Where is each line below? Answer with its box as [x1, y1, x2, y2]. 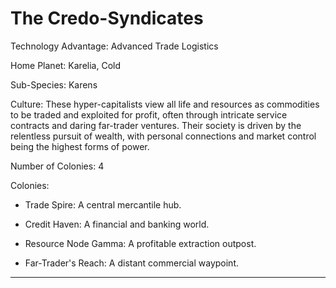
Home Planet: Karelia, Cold [10, 59, 122, 71]
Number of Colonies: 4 [10, 160, 105, 172]
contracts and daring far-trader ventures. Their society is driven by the [10, 119, 302, 131]
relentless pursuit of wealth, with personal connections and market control [10, 130, 317, 142]
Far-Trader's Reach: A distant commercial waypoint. [24, 257, 239, 269]
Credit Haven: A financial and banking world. [24, 218, 210, 230]
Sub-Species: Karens [10, 78, 98, 91]
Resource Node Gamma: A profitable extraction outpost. [24, 237, 257, 249]
